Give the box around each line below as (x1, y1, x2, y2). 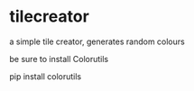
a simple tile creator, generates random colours (9, 36, 185, 47)
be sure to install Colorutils (9, 53, 109, 64)
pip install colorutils (9, 70, 82, 82)
